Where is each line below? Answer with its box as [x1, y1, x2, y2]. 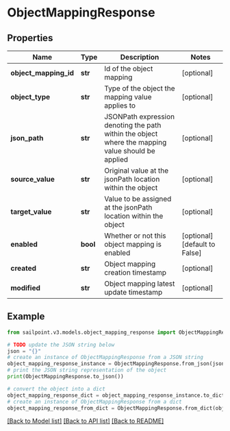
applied [103, 155, 129, 164]
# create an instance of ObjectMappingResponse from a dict [7, 398, 183, 405]
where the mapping [103, 138, 167, 147]
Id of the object [103, 64, 153, 73]
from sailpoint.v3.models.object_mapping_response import [7, 329, 176, 336]
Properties [7, 32, 53, 44]
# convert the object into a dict [7, 385, 106, 392]
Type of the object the [103, 84, 176, 93]
